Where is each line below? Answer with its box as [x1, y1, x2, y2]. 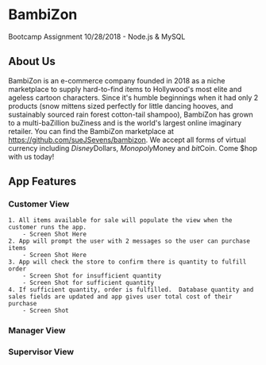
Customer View [8, 198, 70, 209]
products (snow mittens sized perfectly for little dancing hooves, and [8, 101, 233, 110]
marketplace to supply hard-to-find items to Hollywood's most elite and [8, 84, 242, 94]
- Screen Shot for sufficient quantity [22, 279, 155, 287]
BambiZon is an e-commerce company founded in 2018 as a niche [8, 75, 226, 85]
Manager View [8, 325, 66, 336]
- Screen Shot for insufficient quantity [22, 272, 161, 280]
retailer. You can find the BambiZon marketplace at [8, 126, 175, 136]
